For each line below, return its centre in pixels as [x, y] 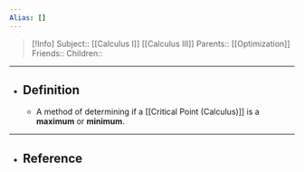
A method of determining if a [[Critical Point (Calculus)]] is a [147, 112]
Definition [51, 90]
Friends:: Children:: [67, 53]
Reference [52, 158]
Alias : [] [28, 18]
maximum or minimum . [80, 121]
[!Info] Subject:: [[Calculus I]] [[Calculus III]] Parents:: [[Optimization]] [161, 43]
